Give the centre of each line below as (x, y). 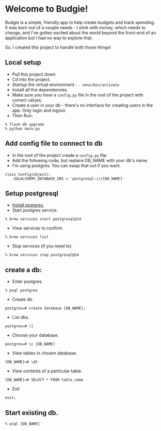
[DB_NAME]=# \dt (21, 362)
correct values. (27, 100)
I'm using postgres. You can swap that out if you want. (66, 166)
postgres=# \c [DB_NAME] (30, 344)
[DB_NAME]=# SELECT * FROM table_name (44, 380)
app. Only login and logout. (39, 110)
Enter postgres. (27, 282)
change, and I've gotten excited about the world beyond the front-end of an (80, 33)
